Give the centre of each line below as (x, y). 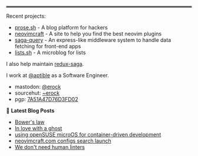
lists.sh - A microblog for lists (50, 52)
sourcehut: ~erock (37, 93)
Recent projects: (26, 16)
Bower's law (29, 122)
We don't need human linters (50, 147)
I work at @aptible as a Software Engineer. (57, 75)
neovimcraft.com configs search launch (63, 141)
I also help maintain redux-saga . (45, 64)
